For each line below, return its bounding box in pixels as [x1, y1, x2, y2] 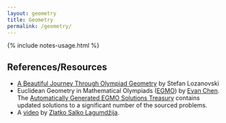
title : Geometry [7, 16, 53, 23]
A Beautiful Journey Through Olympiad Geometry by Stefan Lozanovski [16, 79, 219, 87]
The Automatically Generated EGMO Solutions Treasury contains [16, 94, 200, 102]
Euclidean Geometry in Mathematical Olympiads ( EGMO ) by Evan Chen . [16, 87, 220, 95]
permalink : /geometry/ [7, 23, 72, 29]
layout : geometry [7, 10, 57, 17]
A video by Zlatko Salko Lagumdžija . [16, 109, 120, 117]
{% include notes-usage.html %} [7, 42, 100, 50]
